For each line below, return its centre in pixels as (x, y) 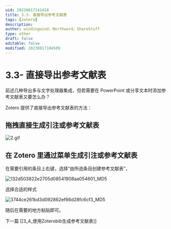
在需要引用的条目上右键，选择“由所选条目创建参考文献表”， (68, 169)
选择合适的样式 (21, 190)
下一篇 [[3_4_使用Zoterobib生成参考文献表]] (51, 221)
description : (19, 24)
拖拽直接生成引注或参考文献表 (52, 125)
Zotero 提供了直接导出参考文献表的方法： (49, 108)
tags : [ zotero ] (21, 19)
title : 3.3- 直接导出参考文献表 (36, 15)
